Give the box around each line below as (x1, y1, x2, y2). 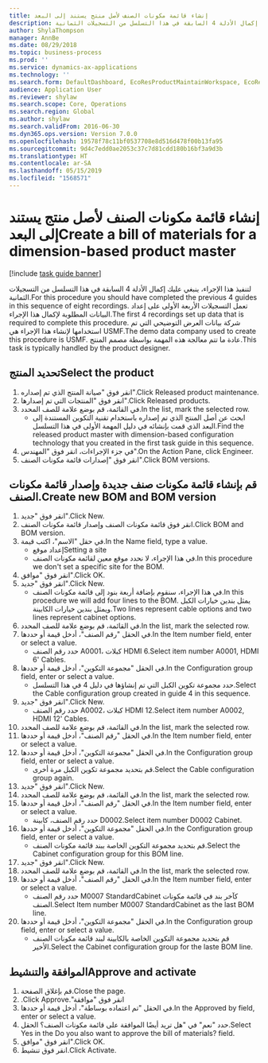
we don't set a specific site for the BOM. (32, 562, 165, 572)
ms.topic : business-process (9, 48, 103, 56)
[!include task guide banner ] (9, 268, 102, 278)
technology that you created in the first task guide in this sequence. (32, 438, 254, 448)
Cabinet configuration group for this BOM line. (32, 849, 184, 859)
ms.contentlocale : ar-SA (9, 160, 91, 168)
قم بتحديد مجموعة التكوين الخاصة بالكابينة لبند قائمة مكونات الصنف (32, 933, 230, 943)
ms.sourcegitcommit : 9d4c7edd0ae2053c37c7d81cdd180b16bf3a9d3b (9, 145, 223, 153)
